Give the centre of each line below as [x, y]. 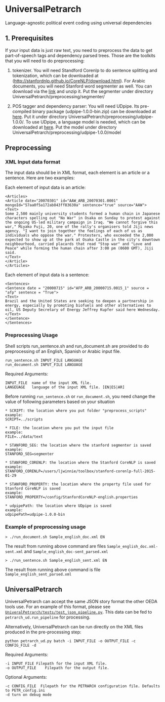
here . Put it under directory [40, 117]
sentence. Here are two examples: [40, 178]
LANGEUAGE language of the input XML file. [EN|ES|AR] [65, 387]
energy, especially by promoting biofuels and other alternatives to [78, 306]
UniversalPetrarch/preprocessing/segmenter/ [58, 96]
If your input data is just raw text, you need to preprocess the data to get [79, 50]
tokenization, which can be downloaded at [55, 76]
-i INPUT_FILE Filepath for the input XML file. [56, 663]
